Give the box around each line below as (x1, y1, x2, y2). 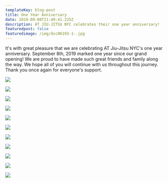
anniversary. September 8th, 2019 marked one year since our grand (5, 50, 147, 57)
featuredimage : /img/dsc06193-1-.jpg (5, 31, 85, 36)
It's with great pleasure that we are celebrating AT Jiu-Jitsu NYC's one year (5, 45, 163, 51)
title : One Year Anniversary (5, 12, 67, 17)
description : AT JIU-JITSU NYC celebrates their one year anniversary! (5, 21, 160, 27)
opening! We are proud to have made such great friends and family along (5, 56, 158, 62)
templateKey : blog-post (5, 7, 56, 13)
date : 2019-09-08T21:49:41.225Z (5, 17, 74, 22)
